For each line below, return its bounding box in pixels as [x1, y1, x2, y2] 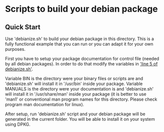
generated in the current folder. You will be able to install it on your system [5, 116, 155, 122]
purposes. [5, 46, 26, 52]
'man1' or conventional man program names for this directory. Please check [5, 96, 158, 102]
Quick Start [5, 23, 41, 31]
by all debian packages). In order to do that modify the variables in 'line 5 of [5, 61, 158, 66]
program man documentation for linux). [5, 102, 84, 107]
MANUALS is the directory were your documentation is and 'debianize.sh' [5, 86, 154, 91]
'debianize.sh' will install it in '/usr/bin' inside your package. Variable [5, 81, 143, 87]
